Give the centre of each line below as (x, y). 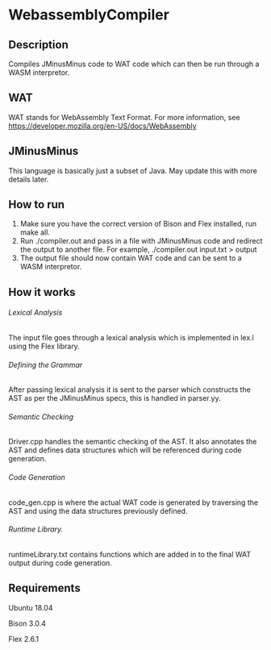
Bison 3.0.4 (27, 623)
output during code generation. (60, 563)
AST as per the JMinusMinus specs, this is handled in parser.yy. (115, 398)
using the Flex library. (44, 346)
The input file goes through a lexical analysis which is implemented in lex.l (131, 338)
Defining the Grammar (46, 365)
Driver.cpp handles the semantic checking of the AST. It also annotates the (133, 442)
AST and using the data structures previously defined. (98, 510)
